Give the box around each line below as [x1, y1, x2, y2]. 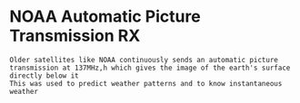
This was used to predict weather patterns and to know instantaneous [9, 79, 283, 88]
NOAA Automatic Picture [9, 6, 202, 27]
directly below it [9, 70, 79, 80]
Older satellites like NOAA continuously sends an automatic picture [9, 55, 279, 64]
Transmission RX [9, 25, 141, 46]
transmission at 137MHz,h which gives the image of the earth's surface [9, 63, 291, 72]
